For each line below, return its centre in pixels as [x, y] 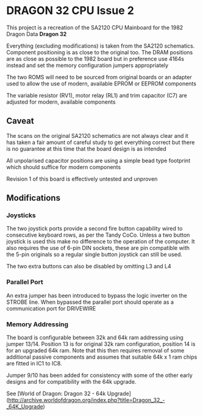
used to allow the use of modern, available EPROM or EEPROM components [101, 84]
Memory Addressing [37, 324]
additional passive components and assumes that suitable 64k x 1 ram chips [102, 357]
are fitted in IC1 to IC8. [34, 364]
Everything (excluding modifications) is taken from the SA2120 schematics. [101, 46]
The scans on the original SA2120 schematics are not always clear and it [98, 135]
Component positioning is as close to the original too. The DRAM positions [100, 52]
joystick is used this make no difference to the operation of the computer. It [101, 242]
